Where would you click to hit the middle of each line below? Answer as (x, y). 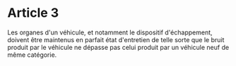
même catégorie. (32, 55)
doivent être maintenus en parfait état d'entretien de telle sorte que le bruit (116, 39)
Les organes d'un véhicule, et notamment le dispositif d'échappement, (110, 32)
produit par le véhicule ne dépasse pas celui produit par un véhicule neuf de (118, 47)
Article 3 (33, 13)
